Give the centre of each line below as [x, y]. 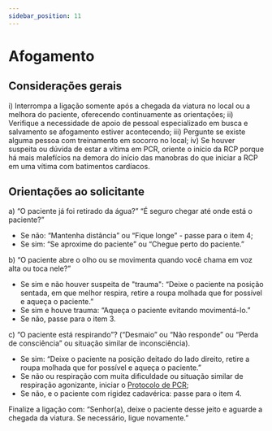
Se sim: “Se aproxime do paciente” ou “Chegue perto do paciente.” [132, 244]
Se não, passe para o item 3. [68, 319]
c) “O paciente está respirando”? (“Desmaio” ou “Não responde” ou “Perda [134, 335]
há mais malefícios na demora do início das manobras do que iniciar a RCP [133, 157]
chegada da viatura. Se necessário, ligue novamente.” [99, 418]
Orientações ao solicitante [76, 192]
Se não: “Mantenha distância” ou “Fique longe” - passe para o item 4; [136, 236]
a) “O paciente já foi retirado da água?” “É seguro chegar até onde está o [131, 211]
